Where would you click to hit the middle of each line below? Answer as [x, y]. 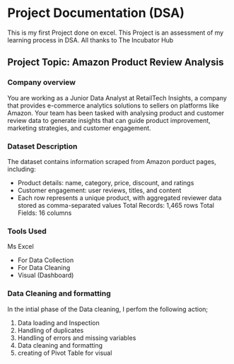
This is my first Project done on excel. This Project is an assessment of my [116, 33]
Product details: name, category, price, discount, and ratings [106, 182]
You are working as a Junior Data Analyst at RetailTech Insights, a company [117, 98]
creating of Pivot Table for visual [65, 353]
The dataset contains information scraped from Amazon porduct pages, [112, 161]
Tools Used [27, 231]
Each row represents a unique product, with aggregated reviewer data [119, 198]
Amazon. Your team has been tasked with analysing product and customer [116, 113]
